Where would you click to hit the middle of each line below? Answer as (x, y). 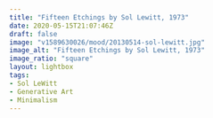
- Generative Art (41, 91)
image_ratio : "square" (51, 59)
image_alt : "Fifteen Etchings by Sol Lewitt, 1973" (107, 51)
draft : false (33, 34)
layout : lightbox (41, 67)
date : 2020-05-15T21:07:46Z (61, 26)
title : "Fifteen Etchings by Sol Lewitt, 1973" (99, 17)
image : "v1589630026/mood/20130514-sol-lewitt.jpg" (107, 42)
